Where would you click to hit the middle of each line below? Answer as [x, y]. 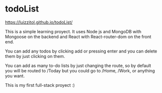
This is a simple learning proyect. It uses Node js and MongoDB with [73, 31]
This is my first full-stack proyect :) [40, 85]
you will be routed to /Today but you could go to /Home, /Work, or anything [80, 70]
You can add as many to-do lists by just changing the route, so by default [78, 66]
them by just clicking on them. [35, 56]
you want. [15, 76]
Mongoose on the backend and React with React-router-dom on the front [78, 37]
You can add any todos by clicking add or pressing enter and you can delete [81, 51]
